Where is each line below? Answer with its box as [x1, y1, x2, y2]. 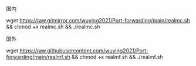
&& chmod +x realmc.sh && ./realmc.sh [6, 23, 101, 30]
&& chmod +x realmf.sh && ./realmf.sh [71, 54, 163, 60]
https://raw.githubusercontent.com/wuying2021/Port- [19, 47, 149, 54]
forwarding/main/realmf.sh [6, 54, 70, 60]
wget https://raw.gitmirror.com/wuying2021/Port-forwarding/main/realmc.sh [6, 17, 191, 24]
